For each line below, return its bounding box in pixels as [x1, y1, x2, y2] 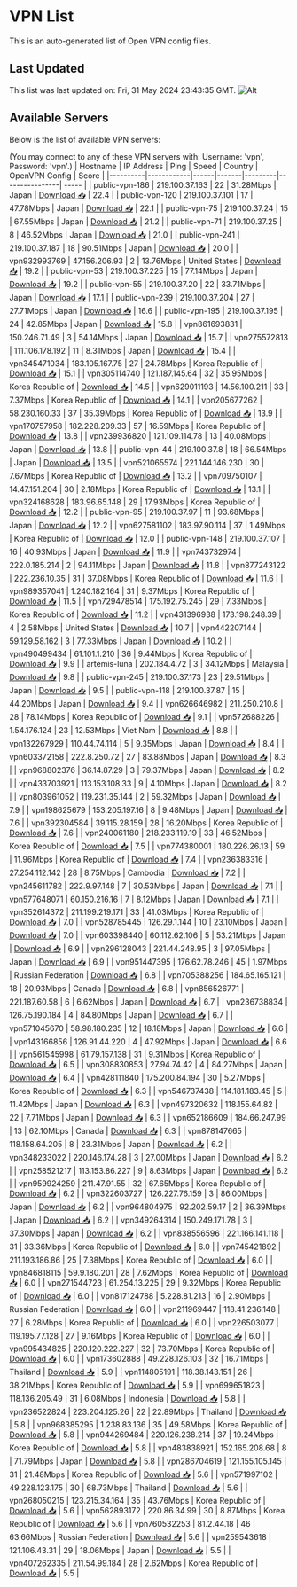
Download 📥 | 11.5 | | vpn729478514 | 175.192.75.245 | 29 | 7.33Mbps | [9, 596, 268, 606]
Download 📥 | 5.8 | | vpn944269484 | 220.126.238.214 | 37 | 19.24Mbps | [9, 1429, 279, 1440]
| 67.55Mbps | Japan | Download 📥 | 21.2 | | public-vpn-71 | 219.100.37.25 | [9, 215, 282, 227]
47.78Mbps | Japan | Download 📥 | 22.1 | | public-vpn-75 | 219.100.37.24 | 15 [9, 202, 289, 214]
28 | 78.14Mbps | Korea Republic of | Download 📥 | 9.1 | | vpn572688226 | [9, 711, 280, 722]
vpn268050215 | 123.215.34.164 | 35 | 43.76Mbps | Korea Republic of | [9, 1495, 266, 1505]
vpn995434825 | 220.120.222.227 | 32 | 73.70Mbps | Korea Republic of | [9, 1343, 275, 1354]
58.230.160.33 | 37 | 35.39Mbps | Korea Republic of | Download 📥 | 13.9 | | [9, 408, 283, 418]
